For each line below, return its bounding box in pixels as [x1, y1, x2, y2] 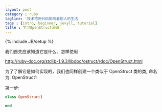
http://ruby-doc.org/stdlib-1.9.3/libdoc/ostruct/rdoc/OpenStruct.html [5, 58, 143, 64]
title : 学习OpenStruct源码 [5, 25, 60, 30]
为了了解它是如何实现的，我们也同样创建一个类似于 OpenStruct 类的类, [5, 69, 148, 75]
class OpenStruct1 [5, 94, 43, 100]
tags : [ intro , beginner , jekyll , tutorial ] [5, 20, 97, 26]
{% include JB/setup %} [5, 38, 54, 44]
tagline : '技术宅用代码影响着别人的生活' [5, 16, 81, 21]
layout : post [5, 7, 32, 12]
